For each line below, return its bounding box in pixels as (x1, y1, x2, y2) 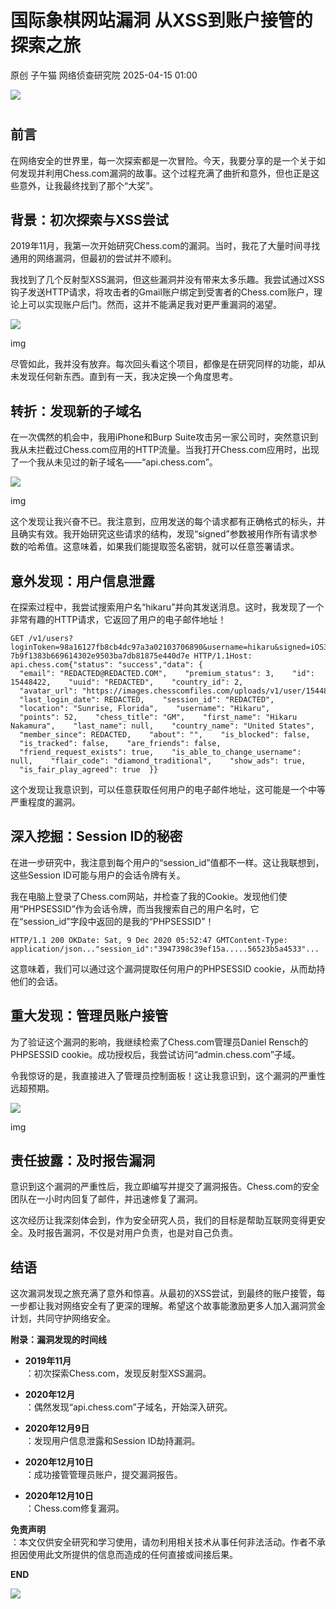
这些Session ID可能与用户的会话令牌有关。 (10, 869, 186, 881)
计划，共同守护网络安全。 (10, 1312, 116, 1325)
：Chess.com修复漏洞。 (24, 1502, 125, 1515)
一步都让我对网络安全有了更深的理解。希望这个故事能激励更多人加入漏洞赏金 (10, 1300, 326, 1312)
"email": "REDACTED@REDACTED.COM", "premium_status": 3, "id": (19, 668, 315, 678)
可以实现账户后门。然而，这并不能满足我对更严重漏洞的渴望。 (27, 299, 282, 311)
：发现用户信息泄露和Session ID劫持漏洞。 (24, 1435, 201, 1447)
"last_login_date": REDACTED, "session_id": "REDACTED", (19, 694, 275, 705)
